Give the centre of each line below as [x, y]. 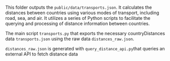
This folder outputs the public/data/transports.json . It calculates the [79, 7]
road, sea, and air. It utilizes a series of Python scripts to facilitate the [78, 18]
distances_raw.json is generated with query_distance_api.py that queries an [85, 49]
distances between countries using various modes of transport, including [82, 13]
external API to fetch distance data [42, 54]
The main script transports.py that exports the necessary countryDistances [85, 33]
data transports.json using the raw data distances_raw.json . [70, 39]
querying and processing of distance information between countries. [78, 23]
